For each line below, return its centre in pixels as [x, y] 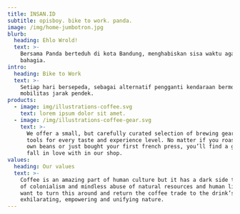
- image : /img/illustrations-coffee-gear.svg [83, 120]
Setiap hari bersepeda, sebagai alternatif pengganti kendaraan [118, 87]
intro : [17, 67]
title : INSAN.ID [31, 14]
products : [22, 101]
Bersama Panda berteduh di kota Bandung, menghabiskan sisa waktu [121, 54]
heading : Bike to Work [47, 73]
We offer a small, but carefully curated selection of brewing [122, 133]
